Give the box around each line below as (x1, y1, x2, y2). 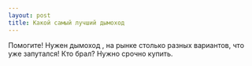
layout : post (8, 11, 51, 20)
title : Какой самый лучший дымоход (8, 19, 125, 27)
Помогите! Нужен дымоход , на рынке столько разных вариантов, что (8, 40, 245, 49)
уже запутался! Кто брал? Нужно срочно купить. (8, 49, 173, 58)
